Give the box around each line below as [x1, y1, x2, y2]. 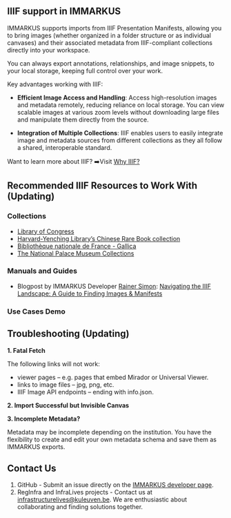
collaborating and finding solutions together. [17, 503, 143, 511]
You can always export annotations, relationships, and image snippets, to [7, 59, 215, 68]
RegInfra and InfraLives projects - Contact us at [17, 488, 153, 497]
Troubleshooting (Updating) [7, 328, 130, 340]
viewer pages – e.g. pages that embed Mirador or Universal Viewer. [17, 373, 209, 381]
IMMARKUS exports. [7, 442, 66, 451]
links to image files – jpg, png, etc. [17, 380, 114, 389]
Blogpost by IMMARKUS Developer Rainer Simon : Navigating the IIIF [17, 282, 212, 290]
